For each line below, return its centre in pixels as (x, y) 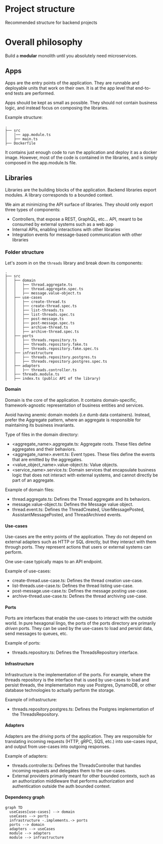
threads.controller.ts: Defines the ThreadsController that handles (76, 765)
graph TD (14, 808)
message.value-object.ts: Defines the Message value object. (73, 504)
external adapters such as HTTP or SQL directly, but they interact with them (81, 542)
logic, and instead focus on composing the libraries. (57, 108)
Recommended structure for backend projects (51, 22)
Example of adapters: (26, 756)
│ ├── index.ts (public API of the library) (53, 378)
